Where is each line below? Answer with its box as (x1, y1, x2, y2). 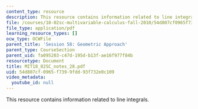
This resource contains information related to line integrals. (6, 96, 149, 103)
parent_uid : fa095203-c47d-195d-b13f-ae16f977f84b (6, 52, 133, 58)
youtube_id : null (11, 80, 54, 86)
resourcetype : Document (6, 58, 65, 64)
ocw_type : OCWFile (6, 36, 51, 42)
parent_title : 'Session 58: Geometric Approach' (6, 42, 128, 48)
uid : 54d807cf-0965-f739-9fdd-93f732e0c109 (6, 69, 115, 75)
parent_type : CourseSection (6, 47, 75, 53)
